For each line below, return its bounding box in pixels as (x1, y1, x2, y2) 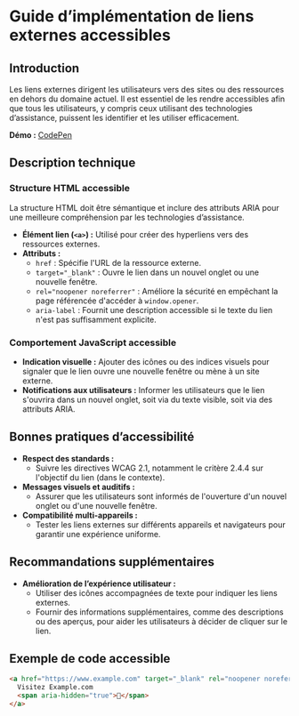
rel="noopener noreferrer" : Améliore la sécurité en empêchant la (35, 286, 279, 296)
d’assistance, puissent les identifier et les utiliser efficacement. (9, 113, 240, 123)
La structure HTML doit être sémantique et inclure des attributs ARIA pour (9, 202, 279, 213)
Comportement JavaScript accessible (9, 336, 177, 349)
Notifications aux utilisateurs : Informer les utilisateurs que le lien (21, 384, 265, 395)
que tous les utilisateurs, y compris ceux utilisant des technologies (9, 103, 254, 113)
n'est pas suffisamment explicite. (35, 314, 158, 325)
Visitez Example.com (17, 683, 93, 692)
